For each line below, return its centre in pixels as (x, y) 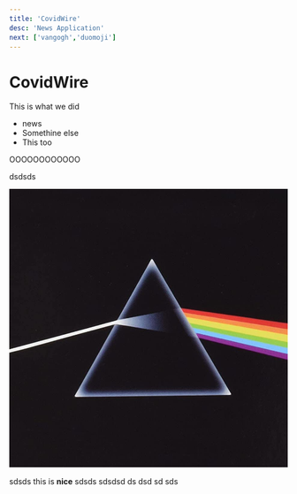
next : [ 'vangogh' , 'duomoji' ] (63, 37)
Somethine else (50, 133)
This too (37, 142)
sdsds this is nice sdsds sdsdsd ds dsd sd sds (94, 482)
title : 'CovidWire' (45, 19)
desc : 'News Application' (57, 28)
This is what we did (44, 107)
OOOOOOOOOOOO (45, 160)
